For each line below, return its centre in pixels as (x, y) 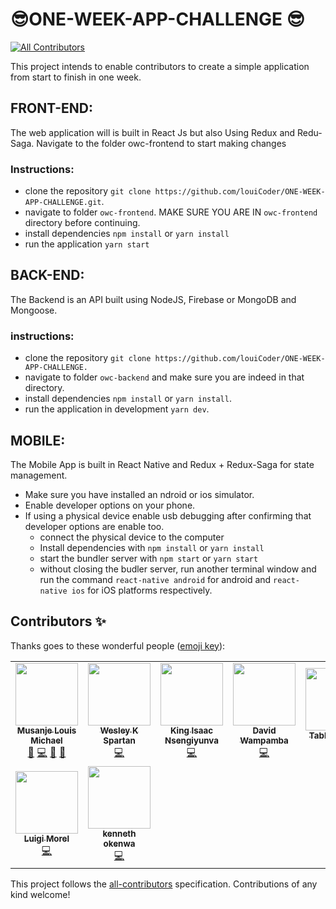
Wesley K (119, 730)
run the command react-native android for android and (155, 579)
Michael (46, 740)
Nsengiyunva (191, 740)
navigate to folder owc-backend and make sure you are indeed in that (164, 377)
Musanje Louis (46, 730)
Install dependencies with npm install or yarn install (152, 547)
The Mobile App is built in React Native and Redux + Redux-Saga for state (162, 464)
